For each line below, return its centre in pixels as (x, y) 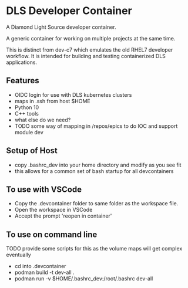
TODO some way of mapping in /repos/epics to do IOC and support (96, 126)
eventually (19, 255)
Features (23, 81)
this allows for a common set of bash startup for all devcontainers (94, 171)
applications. (21, 62)
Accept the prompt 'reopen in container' (63, 216)
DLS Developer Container (69, 11)
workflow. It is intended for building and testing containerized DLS (86, 56)
